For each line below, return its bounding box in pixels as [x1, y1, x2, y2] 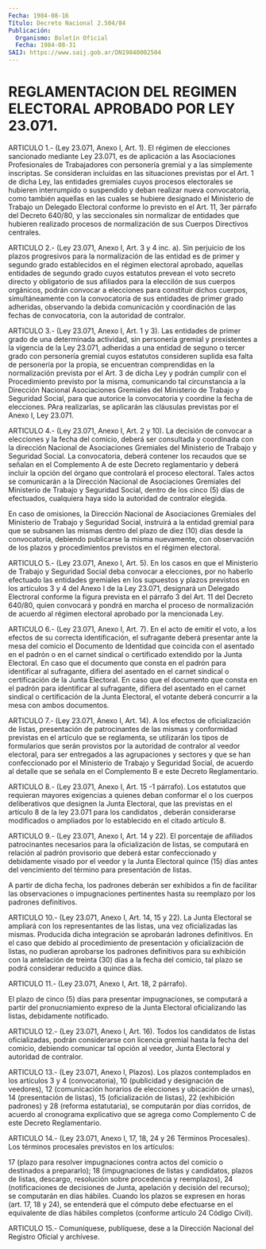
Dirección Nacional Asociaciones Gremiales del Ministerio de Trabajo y [8, 385, 240, 395]
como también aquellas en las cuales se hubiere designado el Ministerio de [8, 193, 254, 203]
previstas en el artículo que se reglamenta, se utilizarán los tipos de [8, 733, 229, 742]
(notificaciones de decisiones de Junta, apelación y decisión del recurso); [8, 1182, 250, 1192]
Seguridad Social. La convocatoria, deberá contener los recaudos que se [8, 451, 248, 461]
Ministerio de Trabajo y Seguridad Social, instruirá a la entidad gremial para [8, 517, 255, 527]
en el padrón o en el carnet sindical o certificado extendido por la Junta [8, 649, 242, 659]
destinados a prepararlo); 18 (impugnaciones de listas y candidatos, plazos [8, 1165, 253, 1175]
